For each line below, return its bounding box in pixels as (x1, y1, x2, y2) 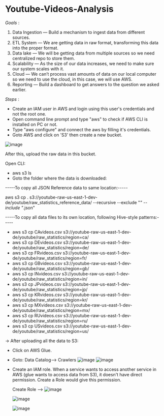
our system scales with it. (12, 65, 65, 72)
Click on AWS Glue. (12, 347, 52, 353)
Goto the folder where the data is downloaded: (12, 175, 107, 181)
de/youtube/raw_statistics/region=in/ (12, 276, 88, 282)
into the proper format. (12, 45, 59, 51)
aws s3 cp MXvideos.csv (12, 302, 64, 308)
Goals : (5, 20, 20, 26)
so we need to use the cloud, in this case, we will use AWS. (12, 76, 133, 82)
